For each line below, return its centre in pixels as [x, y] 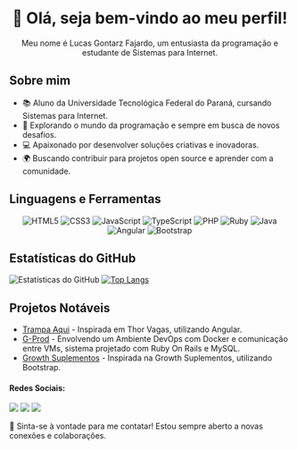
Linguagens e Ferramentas [86, 199]
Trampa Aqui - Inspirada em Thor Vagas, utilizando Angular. [132, 329]
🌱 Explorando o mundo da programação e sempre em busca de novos [151, 125]
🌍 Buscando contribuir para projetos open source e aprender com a [148, 158]
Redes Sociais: [37, 387]
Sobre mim [40, 81]
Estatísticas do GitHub [73, 258]
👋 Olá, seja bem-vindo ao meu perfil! [150, 18]
